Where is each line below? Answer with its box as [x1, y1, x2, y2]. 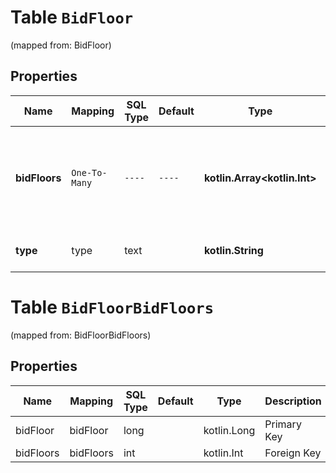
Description [264, 394, 322, 408]
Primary [264, 417, 302, 431]
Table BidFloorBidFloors [10, 296, 215, 318]
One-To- [71, 167, 108, 178]
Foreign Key [264, 446, 322, 460]
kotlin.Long [203, 423, 256, 437]
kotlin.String [203, 243, 264, 257]
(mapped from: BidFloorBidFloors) [10, 329, 152, 341]
